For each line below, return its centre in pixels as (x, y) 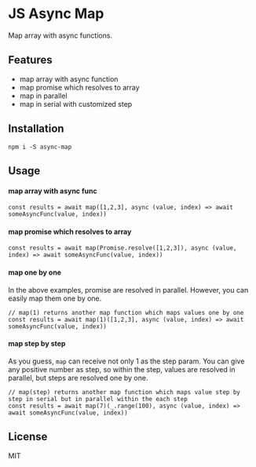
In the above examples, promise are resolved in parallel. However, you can (128, 290)
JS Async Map (56, 14)
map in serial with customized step (76, 104)
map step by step (37, 344)
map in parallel (44, 96)
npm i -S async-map (40, 147)
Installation (36, 129)
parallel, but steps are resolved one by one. (78, 378)
